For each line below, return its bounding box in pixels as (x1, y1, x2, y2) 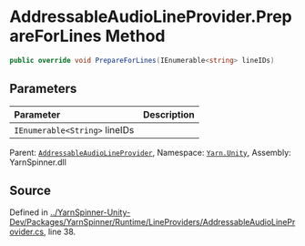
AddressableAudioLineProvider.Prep (9, 6, 293, 27)
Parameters (9, 81, 77, 97)
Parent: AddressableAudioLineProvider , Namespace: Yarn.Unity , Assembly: (9, 147, 291, 158)
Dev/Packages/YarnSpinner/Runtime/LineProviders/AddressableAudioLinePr (9, 217, 296, 228)
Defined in (9, 207, 48, 218)
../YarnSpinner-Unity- (49, 207, 131, 218)
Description (142, 108, 196, 120)
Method (105, 26, 166, 46)
